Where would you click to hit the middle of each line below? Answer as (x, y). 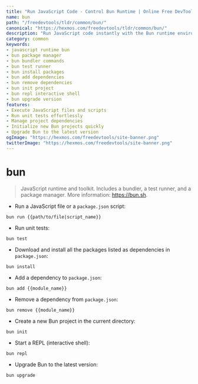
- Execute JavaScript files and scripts (57, 110)
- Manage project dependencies (44, 121)
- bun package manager (34, 55)
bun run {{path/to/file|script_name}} (54, 217)
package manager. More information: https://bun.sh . (84, 194)
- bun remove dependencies (39, 83)
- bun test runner (29, 66)
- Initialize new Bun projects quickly (55, 127)
